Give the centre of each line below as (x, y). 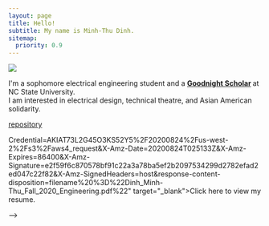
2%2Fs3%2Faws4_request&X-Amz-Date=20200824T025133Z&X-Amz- (127, 148)
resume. (22, 200)
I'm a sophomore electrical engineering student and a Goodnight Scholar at (134, 83)
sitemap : (23, 38)
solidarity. (24, 109)
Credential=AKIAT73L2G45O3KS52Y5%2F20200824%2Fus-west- (118, 140)
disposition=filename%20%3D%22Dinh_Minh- (86, 183)
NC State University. (42, 92)
